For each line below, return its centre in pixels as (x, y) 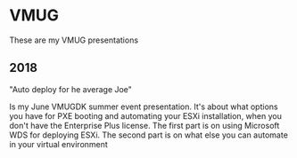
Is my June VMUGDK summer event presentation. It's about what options (144, 107)
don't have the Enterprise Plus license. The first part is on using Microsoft (144, 125)
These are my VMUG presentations (74, 40)
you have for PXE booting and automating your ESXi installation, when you (146, 115)
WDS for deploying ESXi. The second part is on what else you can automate (148, 135)
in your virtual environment (59, 144)
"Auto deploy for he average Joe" (70, 89)
